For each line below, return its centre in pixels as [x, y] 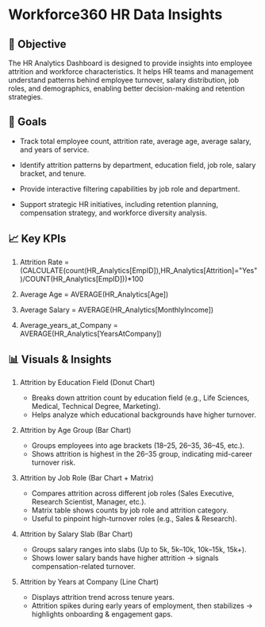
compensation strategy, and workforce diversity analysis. [113, 212]
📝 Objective [37, 44]
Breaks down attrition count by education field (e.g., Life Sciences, [140, 398]
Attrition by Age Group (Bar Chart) [75, 430]
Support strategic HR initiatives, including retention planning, [119, 204]
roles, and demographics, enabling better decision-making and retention [127, 88]
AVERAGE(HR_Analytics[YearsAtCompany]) [91, 333]
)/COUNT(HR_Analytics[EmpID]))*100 [82, 278]
